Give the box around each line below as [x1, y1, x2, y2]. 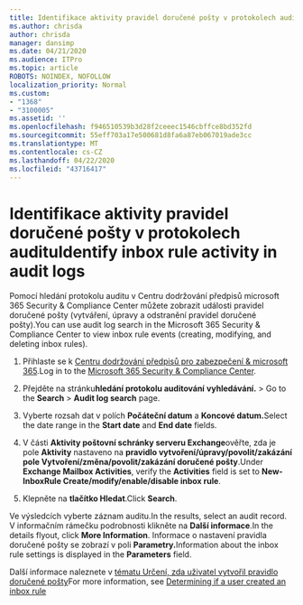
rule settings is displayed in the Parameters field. [9, 549, 192, 560]
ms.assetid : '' [9, 114, 67, 123]
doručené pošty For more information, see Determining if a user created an [9, 576, 287, 587]
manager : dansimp [9, 38, 75, 48]
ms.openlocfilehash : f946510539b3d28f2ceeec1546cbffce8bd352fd [9, 123, 252, 132]
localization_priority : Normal [9, 80, 127, 89]
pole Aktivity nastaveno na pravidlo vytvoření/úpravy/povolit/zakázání [22, 447, 293, 458]
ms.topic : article [9, 64, 78, 73]
